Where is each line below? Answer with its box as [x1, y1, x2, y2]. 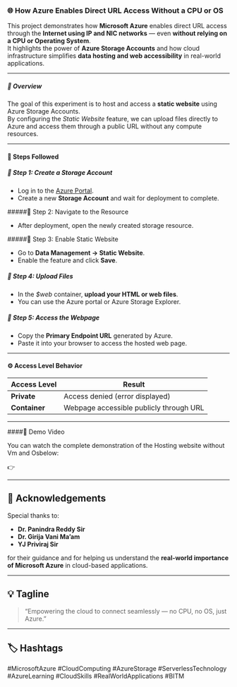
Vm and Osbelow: [7, 449, 59, 457]
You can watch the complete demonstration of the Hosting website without [7, 441, 225, 449]
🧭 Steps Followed [7, 152, 59, 161]
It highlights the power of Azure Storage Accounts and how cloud [7, 44, 200, 53]
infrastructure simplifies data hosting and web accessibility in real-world [7, 51, 221, 60]
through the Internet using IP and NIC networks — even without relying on [7, 29, 228, 37]
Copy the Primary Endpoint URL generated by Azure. [17, 331, 173, 340]
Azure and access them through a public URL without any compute [7, 122, 202, 130]
